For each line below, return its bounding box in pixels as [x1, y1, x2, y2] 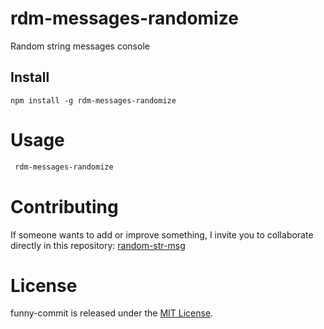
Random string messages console [10, 40, 150, 52]
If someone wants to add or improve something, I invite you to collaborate [10, 228, 314, 241]
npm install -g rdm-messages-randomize [10, 95, 177, 106]
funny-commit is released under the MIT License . [10, 307, 214, 319]
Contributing [10, 195, 119, 218]
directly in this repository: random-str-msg [10, 239, 186, 251]
